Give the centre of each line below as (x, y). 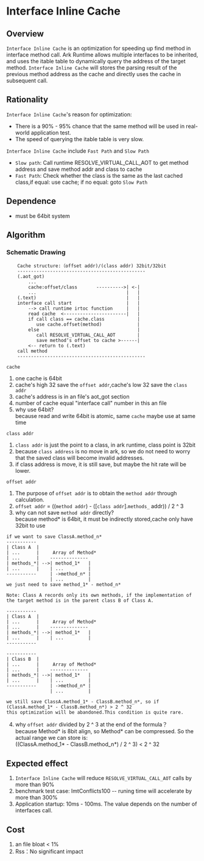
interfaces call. (34, 810)
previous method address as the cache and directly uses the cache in (94, 74)
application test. (51, 133)
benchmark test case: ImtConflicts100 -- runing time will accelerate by (104, 791)
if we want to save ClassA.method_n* (54, 537)
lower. (23, 471)
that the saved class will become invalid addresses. (79, 458)
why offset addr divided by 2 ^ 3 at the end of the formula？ (91, 725)
